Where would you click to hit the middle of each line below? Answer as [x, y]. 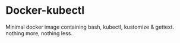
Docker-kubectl [45, 10]
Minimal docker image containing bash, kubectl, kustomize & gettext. [90, 27]
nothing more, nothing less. [39, 33]
